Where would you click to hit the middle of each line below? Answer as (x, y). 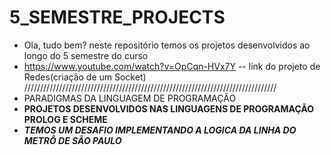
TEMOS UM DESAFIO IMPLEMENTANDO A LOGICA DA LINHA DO (160, 130)
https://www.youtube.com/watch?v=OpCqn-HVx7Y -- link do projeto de (172, 66)
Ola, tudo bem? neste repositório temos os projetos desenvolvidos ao (167, 45)
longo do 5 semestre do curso (86, 55)
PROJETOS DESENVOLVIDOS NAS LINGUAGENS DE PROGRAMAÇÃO (169, 108)
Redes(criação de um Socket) (85, 77)
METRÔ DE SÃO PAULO (72, 140)
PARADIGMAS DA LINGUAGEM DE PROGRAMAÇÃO (130, 98)
